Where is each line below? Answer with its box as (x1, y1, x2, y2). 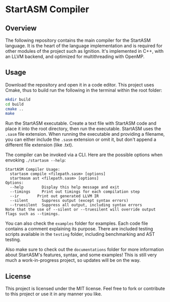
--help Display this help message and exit (10, 185, 120, 190)
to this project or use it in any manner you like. (5, 291, 102, 297)
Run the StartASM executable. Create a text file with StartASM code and (5, 120, 157, 127)
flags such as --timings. (5, 212, 60, 217)
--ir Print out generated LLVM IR (10, 194, 99, 199)
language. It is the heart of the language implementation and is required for (5, 43, 163, 49)
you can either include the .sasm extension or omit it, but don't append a (5, 136, 157, 143)
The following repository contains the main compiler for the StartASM (5, 37, 151, 43)
